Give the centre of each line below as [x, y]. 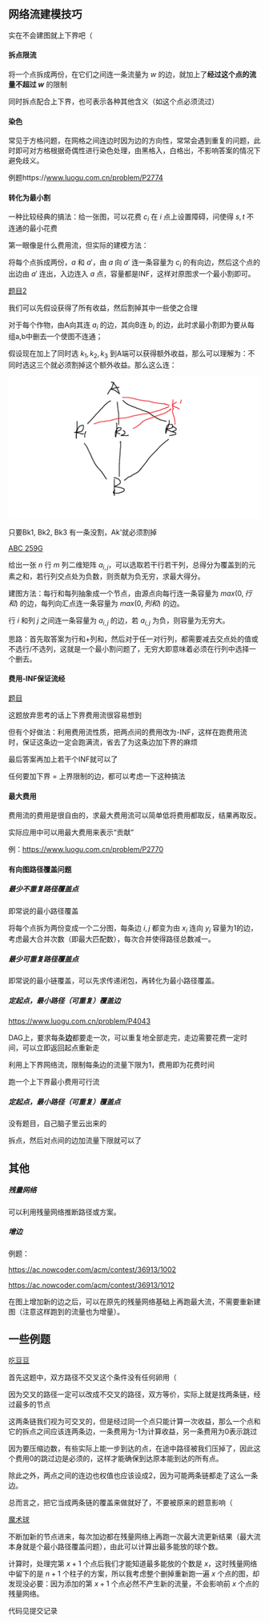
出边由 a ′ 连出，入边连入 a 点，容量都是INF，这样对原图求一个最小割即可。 [132, 274]
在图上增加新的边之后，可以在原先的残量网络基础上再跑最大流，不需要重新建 [134, 1302]
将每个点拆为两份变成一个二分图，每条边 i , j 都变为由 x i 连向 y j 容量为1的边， [133, 929]
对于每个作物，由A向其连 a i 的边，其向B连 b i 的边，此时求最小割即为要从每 [131, 325]
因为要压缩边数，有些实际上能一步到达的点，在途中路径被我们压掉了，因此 [131, 1448]
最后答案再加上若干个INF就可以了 [63, 759]
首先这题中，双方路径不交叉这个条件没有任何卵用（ [92, 1377]
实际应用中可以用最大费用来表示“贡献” [71, 833]
